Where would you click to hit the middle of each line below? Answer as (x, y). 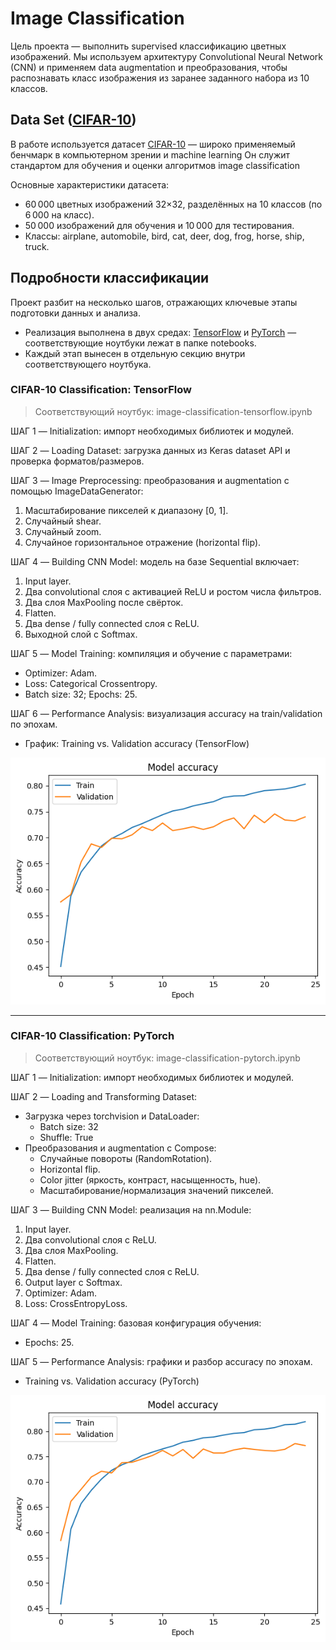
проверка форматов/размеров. (77, 461)
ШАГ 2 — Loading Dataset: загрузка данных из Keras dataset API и (150, 450)
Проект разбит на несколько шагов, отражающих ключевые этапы (154, 302)
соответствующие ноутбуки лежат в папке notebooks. (140, 343)
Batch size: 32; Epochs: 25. (81, 694)
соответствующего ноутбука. (88, 364)
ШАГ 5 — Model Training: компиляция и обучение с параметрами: (151, 653)
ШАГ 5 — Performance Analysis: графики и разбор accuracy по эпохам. (161, 1361)
